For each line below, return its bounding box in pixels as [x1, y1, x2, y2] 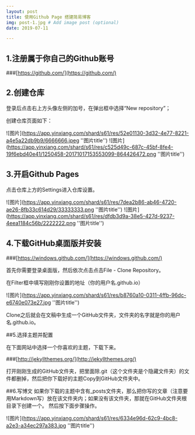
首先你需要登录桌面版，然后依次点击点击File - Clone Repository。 [6, 266, 164, 273]
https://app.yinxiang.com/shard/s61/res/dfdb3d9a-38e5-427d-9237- [8, 212, 175, 219]
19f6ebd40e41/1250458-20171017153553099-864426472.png [6, 150, 156, 158]
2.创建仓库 [6, 88, 45, 98]
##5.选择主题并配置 [6, 331, 53, 338]
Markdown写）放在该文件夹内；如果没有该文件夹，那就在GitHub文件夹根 [11, 394, 187, 401]
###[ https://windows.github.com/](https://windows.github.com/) [6, 254, 163, 262]
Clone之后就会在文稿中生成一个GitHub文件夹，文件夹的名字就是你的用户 [6, 311, 181, 318]
